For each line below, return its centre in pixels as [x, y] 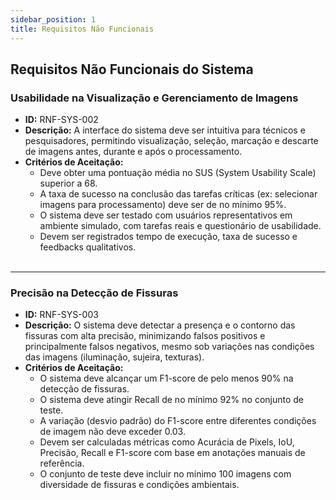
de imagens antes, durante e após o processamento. [133, 152]
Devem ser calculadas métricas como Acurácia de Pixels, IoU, [167, 442]
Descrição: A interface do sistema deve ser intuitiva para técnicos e [165, 130]
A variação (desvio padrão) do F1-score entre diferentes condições [178, 421]
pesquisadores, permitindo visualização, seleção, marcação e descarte [171, 141]
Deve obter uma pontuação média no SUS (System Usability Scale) [178, 173]
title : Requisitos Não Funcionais [82, 29]
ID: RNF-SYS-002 [61, 120]
